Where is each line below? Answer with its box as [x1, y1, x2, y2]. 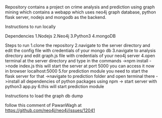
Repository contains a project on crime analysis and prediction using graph [5, 4, 155, 10]
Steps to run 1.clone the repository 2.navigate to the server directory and [5, 43, 150, 48]
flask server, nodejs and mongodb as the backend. [5, 15, 107, 20]
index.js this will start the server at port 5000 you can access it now [19, 63, 155, 69]
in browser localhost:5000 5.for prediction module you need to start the [5, 68, 148, 74]
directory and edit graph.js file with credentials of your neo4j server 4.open [5, 53, 155, 59]
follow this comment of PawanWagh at [5, 103, 82, 108]
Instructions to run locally [5, 24, 56, 29]
